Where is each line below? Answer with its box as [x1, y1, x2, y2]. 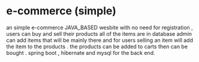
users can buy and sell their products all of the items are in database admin [6, 30, 192, 37]
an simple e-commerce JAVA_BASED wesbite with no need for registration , [6, 24, 193, 31]
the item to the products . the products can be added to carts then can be [6, 43, 188, 50]
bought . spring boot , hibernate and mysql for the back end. [6, 49, 155, 56]
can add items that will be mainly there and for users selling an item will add [6, 36, 194, 44]
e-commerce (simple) [6, 4, 117, 18]
